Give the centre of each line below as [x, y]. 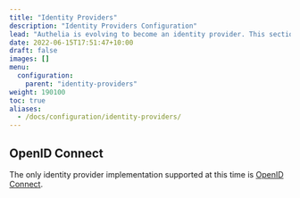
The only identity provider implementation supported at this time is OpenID [146, 174]
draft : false [33, 51]
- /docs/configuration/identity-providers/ [99, 117]
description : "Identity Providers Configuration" [104, 26]
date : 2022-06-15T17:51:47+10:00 [71, 42]
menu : [19, 68]
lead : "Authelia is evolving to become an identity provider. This [137, 34]
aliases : [25, 109]
